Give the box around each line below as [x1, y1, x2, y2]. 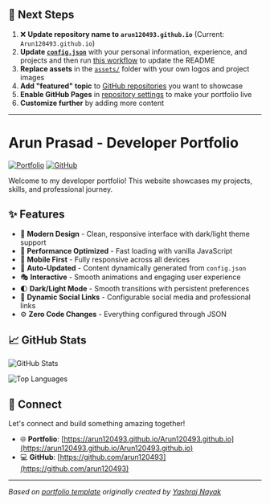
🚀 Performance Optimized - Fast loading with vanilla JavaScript [19, 246, 233, 255]
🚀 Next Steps [8, 8, 75, 22]
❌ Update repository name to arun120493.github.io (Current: [19, 29, 225, 39]
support [19, 238, 47, 247]
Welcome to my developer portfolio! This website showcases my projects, [8, 176, 253, 185]
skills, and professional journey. [8, 184, 113, 193]
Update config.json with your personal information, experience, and [19, 47, 247, 56]
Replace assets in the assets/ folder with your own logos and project [19, 63, 250, 73]
